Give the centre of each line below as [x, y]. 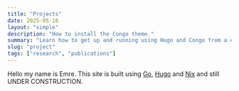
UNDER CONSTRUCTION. [45, 81]
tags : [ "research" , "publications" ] [62, 54]
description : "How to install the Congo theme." [81, 34]
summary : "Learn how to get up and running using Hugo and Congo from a [117, 41]
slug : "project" [31, 47]
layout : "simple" [33, 27]
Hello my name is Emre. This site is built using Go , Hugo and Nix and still [113, 74]
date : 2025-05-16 [33, 21]
